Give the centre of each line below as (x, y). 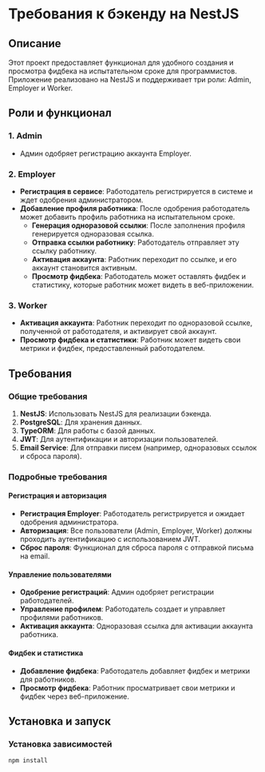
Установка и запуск (60, 721)
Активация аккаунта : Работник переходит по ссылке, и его (134, 259)
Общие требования (48, 396)
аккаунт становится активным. (84, 268)
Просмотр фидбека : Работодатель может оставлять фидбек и (138, 276)
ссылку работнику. (64, 251)
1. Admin (25, 136)
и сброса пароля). (51, 456)
